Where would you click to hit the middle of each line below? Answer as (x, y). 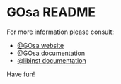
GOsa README (51, 12)
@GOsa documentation (51, 53)
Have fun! (21, 74)
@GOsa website (40, 45)
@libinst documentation (51, 60)
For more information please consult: (60, 32)
